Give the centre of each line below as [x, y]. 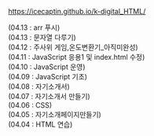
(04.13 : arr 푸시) [34, 28]
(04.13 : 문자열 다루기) [42, 37]
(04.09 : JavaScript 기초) [48, 77]
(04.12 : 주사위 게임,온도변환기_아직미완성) [73, 47]
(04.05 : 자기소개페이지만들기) [55, 114]
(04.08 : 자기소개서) [39, 86]
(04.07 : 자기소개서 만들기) [49, 96]
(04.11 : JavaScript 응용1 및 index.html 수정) [77, 57]
